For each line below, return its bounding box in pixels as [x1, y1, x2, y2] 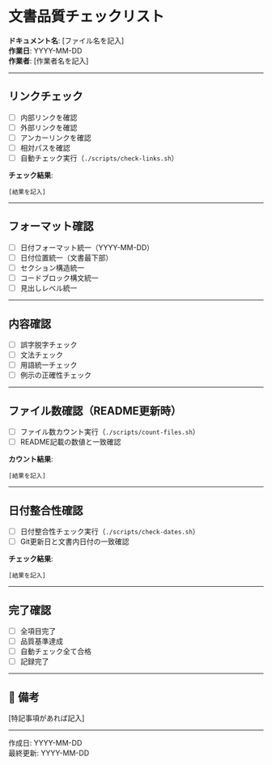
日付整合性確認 [8, 504, 83, 517]
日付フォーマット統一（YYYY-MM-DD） [19, 242, 155, 252]
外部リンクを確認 [19, 122, 78, 132]
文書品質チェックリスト [8, 7, 165, 26]
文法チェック [19, 350, 63, 360]
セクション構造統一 [19, 263, 85, 272]
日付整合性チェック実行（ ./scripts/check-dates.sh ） [19, 527, 200, 536]
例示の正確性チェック [19, 370, 91, 380]
